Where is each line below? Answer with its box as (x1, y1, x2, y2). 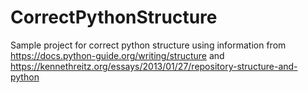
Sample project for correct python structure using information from (10, 39, 287, 51)
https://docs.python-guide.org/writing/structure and (10, 49, 225, 61)
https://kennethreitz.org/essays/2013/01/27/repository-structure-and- (10, 60, 298, 72)
